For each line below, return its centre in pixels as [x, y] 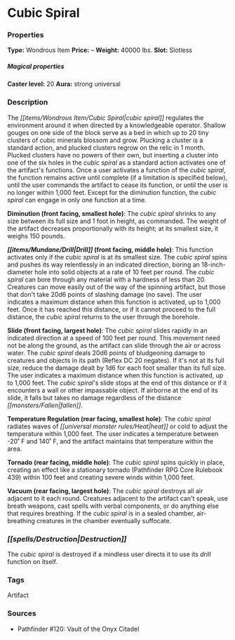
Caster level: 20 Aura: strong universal [64, 84]
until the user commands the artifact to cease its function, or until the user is [117, 185]
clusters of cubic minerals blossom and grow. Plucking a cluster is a [105, 140]
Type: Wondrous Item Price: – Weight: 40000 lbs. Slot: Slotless [100, 50]
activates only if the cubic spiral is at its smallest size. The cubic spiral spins [117, 257]
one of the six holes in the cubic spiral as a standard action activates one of [116, 162]
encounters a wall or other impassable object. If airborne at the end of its [113, 390]
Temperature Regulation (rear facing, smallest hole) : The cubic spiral [109, 418]
